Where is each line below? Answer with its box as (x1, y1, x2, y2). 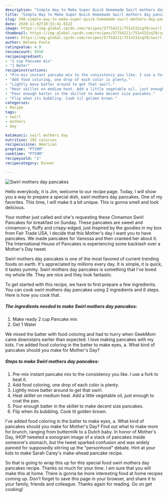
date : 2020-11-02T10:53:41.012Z (5, 21, 72, 27)
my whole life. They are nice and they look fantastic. (5, 271, 112, 278)
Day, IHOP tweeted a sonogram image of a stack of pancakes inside (5, 434, 145, 440)
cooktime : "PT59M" (5, 151, 43, 157)
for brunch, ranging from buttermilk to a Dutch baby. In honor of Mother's (5, 428, 156, 434)
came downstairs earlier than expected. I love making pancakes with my (5, 336, 154, 342)
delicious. (5, 204, 25, 210)
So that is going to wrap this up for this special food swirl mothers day (5, 459, 149, 465)
